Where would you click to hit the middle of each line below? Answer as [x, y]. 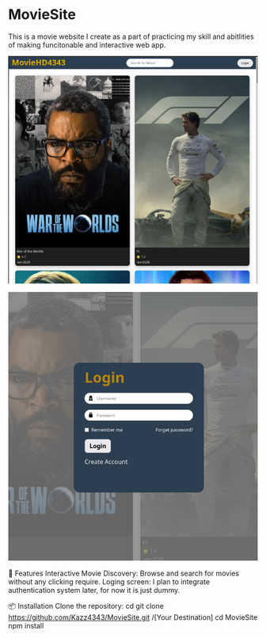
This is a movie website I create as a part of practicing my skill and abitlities [131, 36]
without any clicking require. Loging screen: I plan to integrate [109, 582]
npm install [26, 626]
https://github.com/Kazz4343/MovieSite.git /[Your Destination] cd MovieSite [133, 617]
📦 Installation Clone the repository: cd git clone [86, 606]
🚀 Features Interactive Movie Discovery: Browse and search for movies [124, 573]
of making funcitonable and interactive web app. [87, 44]
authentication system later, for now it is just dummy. [94, 591]
